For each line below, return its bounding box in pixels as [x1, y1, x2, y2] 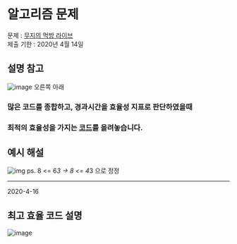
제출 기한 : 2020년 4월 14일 [7, 39, 84, 48]
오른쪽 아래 [34, 83, 65, 91]
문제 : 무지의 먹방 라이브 [7, 31, 73, 39]
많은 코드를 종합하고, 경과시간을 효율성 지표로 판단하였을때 [7, 102, 193, 111]
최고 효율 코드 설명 [7, 209, 83, 221]
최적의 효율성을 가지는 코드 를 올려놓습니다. [7, 123, 143, 133]
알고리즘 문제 [7, 6, 79, 23]
